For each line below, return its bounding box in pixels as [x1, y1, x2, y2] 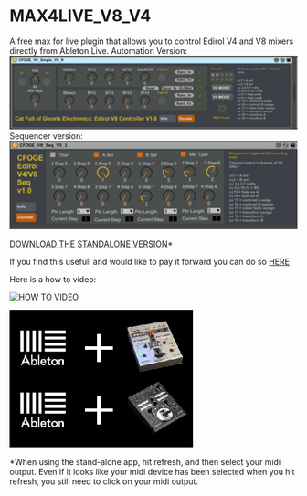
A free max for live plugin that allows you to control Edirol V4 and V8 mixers [9, 36, 294, 47]
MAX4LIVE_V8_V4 [9, 5, 152, 26]
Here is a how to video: [9, 274, 97, 285]
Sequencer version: [9, 130, 84, 142]
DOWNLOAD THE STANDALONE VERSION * [9, 238, 174, 249]
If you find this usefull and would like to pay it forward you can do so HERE [9, 257, 291, 268]
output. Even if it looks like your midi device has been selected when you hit [9, 467, 295, 478]
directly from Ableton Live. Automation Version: [9, 45, 188, 56]
